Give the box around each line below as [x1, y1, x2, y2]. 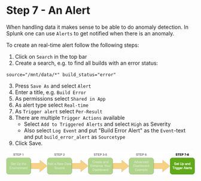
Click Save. [14, 139, 43, 147]
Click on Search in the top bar [14, 53, 87, 60]
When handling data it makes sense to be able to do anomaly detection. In [6, 23, 189, 31]
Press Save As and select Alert [14, 82, 92, 89]
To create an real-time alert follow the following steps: [6, 41, 139, 49]
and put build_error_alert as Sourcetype [23, 133, 126, 140]
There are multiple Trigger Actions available [14, 114, 126, 121]
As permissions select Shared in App [14, 95, 106, 102]
